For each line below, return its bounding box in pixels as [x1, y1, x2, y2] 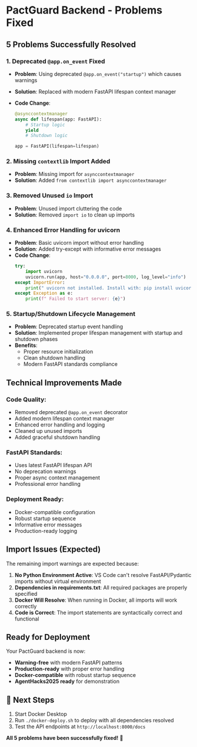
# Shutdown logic [25, 133, 68, 139]
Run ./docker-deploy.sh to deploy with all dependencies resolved [14, 717, 175, 724]
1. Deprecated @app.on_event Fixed [6, 57, 105, 65]
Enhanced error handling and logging [14, 421, 105, 428]
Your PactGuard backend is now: [6, 648, 86, 655]
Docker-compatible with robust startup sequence [14, 672, 136, 679]
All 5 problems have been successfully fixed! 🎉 [6, 735, 123, 742]
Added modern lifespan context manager [14, 415, 115, 422]
